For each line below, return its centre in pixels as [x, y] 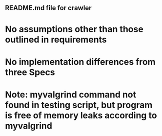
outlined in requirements [56, 39]
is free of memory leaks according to [81, 115]
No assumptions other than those [74, 29]
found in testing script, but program [79, 105]
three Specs [30, 72]
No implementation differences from [80, 62]
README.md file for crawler [48, 8]
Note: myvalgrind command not [71, 94]
